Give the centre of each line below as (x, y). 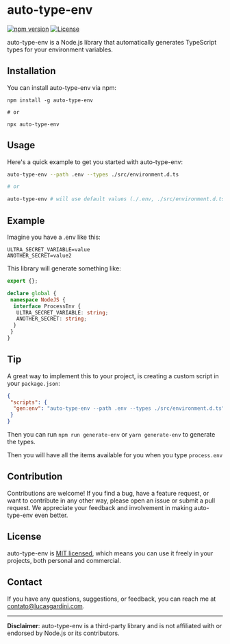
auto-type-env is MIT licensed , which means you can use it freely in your (110, 553)
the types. (21, 442)
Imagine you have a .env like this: (54, 237)
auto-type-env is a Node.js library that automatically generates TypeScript (112, 42)
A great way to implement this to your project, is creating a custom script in (113, 376)
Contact (25, 582)
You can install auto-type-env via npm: (62, 87)
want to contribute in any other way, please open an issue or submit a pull (111, 501)
